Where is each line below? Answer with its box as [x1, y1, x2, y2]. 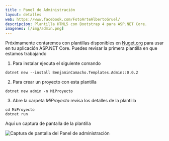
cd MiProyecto [5, 107, 35, 112]
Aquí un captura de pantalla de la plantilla [5, 120, 91, 126]
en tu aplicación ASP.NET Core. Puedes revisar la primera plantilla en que [5, 45, 157, 51]
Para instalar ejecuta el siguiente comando [12, 60, 101, 66]
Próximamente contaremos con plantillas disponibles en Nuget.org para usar [5, 40, 164, 46]
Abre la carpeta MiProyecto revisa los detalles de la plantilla [12, 98, 137, 104]
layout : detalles [5, 12, 42, 17]
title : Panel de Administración [5, 7, 75, 13]
